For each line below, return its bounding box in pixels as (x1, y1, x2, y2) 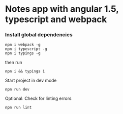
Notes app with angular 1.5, (5, 3, 119, 15)
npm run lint (5, 105, 32, 110)
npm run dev (5, 87, 30, 92)
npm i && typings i (5, 69, 45, 74)
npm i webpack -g (5, 43, 41, 47)
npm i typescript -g (5, 46, 48, 52)
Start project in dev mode (5, 77, 57, 84)
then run (5, 60, 23, 66)
